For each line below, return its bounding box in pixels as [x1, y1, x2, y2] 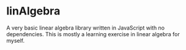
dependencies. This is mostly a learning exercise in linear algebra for [6, 30, 180, 37]
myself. [6, 37, 25, 44]
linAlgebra [6, 4, 61, 18]
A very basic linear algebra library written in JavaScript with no [6, 24, 165, 31]
